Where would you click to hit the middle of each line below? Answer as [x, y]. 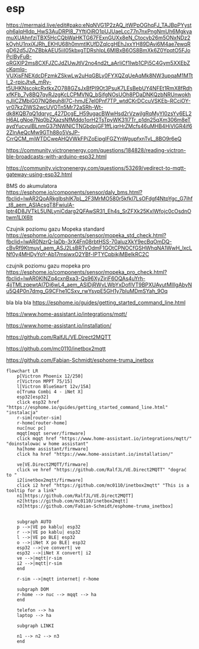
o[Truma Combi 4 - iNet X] [50, 392]
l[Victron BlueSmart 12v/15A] [54, 386]
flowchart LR [22, 371]
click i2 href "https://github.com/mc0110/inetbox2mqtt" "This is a [103, 485]
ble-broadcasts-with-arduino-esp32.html [57, 156]
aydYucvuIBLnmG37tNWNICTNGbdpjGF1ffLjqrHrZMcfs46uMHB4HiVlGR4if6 [99, 126]
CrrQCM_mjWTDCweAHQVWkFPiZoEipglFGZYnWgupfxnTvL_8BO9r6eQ [94, 138]
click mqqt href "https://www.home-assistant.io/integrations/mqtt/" [105, 439]
